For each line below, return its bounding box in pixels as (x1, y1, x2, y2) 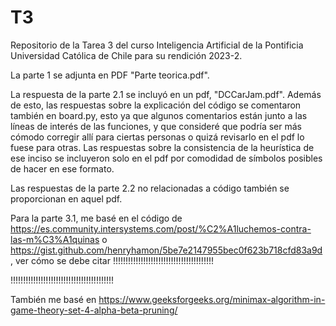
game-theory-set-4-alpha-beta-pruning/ (10, 304, 178, 316)
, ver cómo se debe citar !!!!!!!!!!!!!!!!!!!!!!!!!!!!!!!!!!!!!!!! (10, 254, 214, 266)
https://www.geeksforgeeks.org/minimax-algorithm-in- (98, 293, 326, 305)
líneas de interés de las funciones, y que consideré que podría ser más (10, 120, 302, 132)
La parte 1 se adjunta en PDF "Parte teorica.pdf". (10, 69, 210, 81)
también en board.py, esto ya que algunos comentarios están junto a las (10, 109, 308, 121)
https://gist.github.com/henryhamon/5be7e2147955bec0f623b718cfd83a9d (10, 244, 323, 256)
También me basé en (10, 293, 97, 305)
